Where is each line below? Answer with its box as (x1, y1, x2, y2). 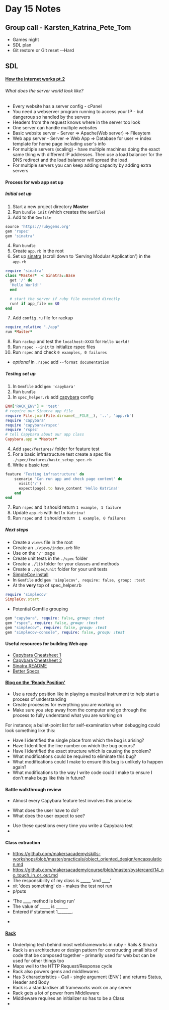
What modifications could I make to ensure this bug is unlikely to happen (12, 758, 163, 764)
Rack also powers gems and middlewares (12, 968, 99, 974)
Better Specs (12, 668, 40, 674)
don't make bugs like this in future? (12, 775, 86, 781)
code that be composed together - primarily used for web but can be (12, 952, 156, 958)
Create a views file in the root (12, 539, 73, 546)
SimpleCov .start (5, 597, 39, 602)
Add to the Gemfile (12, 214, 52, 220)
